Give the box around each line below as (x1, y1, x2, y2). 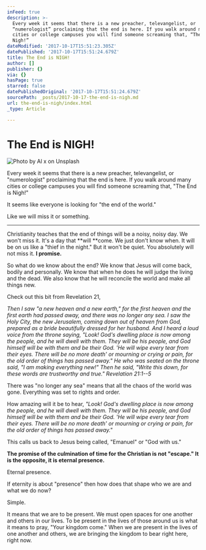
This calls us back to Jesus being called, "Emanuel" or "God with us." (7, 439, 182, 446)
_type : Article (7, 105, 46, 112)
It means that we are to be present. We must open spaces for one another (7, 511, 193, 518)
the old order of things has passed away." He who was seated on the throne (7, 357, 199, 364)
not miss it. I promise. (7, 250, 62, 257)
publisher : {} (7, 66, 43, 72)
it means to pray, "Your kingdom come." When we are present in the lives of (7, 524, 198, 531)
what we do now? (7, 487, 51, 494)
